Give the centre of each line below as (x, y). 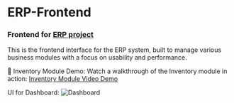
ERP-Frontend (49, 12)
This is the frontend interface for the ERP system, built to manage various (115, 50)
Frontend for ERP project (50, 35)
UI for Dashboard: (33, 92)
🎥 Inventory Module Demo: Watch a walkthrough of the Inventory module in (117, 71)
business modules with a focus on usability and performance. (97, 58)
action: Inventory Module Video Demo (63, 79)
